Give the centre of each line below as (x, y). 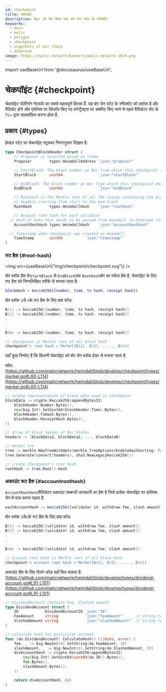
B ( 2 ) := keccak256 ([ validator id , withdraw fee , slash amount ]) (73, 531)
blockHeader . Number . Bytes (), (44, 405)
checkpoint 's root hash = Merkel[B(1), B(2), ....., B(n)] (67, 346)
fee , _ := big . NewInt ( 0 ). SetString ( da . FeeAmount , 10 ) (70, 643)
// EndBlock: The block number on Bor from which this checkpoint (84, 184)
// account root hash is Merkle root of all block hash (64, 558)
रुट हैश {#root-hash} (28, 255)
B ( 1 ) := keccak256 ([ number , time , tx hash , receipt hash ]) (67, 310)
